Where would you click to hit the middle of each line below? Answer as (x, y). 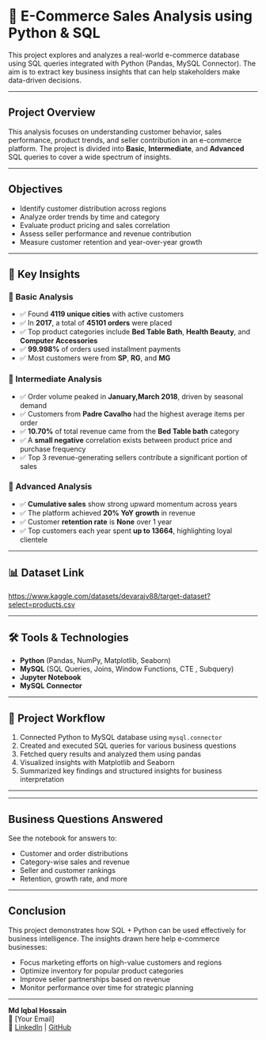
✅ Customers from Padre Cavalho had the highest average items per (132, 413)
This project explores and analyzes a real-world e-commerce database (124, 55)
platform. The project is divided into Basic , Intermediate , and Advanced (126, 148)
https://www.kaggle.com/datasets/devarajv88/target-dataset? (110, 596)
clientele (34, 539)
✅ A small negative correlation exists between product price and (125, 440)
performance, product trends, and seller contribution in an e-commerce (125, 140)
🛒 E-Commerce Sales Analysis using (131, 16)
